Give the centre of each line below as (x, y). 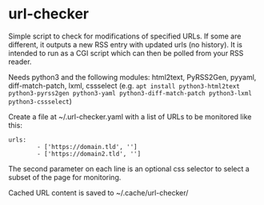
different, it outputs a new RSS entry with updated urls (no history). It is (125, 44)
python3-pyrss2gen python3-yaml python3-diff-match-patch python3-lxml (130, 93)
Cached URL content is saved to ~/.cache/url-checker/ (98, 192)
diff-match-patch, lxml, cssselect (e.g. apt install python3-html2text (124, 86)
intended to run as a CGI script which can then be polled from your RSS (126, 53)
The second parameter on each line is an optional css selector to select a (129, 168)
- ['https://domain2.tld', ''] (89, 154)
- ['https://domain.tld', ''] (87, 147)
